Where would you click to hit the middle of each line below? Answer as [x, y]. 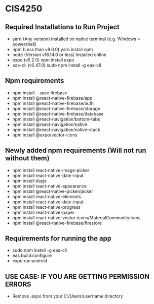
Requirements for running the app [58, 239]
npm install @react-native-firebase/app [52, 98]
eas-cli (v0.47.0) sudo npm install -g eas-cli [57, 65]
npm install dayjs [29, 181]
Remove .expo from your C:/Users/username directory [68, 296]
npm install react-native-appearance [50, 186]
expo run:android [30, 261]
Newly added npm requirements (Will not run [76, 151]
